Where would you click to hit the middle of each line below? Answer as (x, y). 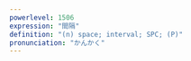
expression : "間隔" (45, 26)
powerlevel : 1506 (42, 17)
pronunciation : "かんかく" (57, 43)
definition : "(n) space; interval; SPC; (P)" (96, 34)
